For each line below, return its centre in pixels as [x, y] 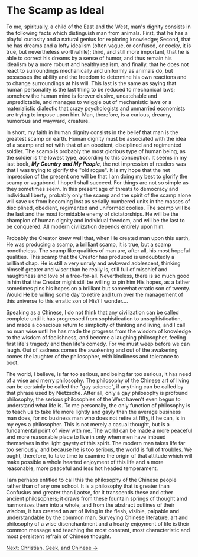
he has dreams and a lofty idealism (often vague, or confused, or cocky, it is [99, 46]
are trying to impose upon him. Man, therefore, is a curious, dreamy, [89, 114]
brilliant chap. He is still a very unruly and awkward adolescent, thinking [94, 263]
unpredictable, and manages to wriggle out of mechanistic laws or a [89, 102]
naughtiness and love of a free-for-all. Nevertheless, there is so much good [98, 276]
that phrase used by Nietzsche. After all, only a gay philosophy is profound [97, 393]
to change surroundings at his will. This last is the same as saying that [91, 83]
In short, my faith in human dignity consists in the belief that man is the [92, 132]
